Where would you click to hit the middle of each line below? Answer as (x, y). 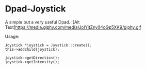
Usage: (12, 36)
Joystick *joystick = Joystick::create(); (49, 45)
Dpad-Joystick (36, 9)
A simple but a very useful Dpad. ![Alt (42, 22)
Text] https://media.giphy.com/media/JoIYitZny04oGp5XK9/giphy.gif (73, 27)
